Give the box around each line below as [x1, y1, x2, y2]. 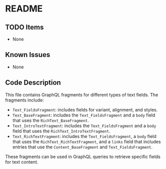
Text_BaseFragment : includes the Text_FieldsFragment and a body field [12, 112, 155, 118]
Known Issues [5, 50, 50, 59]
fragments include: [5, 97, 44, 103]
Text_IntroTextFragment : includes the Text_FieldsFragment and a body [12, 122, 156, 128]
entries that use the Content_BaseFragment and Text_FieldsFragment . [12, 143, 152, 150]
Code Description [5, 78, 61, 87]
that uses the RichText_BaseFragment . [12, 117, 89, 123]
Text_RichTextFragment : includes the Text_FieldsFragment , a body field [12, 133, 156, 139]
